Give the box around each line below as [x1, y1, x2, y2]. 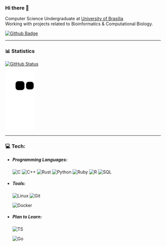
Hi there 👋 [5, 4, 30, 11]
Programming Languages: [12, 157, 68, 163]
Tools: [12, 180, 26, 187]
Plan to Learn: [12, 214, 42, 220]
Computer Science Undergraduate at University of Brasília [5, 16, 124, 22]
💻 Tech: [5, 143, 26, 150]
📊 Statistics [5, 48, 35, 55]
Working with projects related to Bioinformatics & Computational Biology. [5, 21, 153, 27]
